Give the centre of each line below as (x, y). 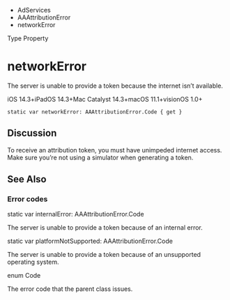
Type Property (28, 38)
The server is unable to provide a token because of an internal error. (105, 228)
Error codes (28, 199)
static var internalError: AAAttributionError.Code (76, 214)
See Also (27, 179)
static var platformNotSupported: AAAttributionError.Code (90, 241)
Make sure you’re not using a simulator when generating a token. (100, 157)
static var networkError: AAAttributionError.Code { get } (95, 112)
